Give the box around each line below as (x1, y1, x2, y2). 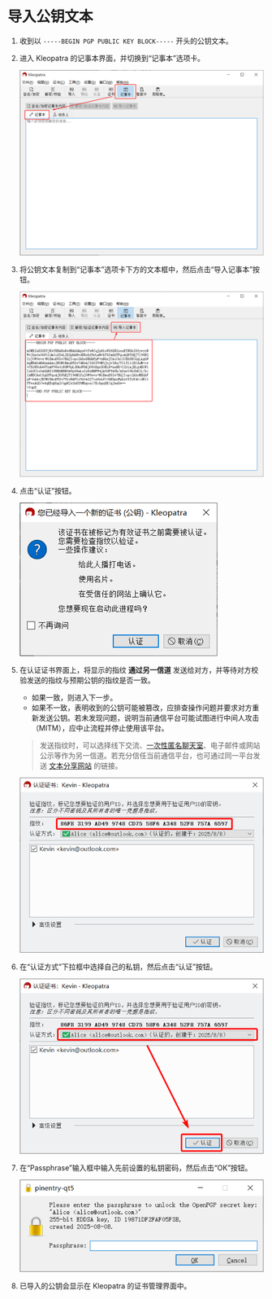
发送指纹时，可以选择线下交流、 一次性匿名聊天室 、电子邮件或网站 (39, 740, 261, 750)
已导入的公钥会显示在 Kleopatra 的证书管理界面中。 (19, 1281, 192, 1291)
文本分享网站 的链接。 (49, 761, 123, 770)
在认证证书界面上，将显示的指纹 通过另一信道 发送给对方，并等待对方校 (19, 665, 259, 674)
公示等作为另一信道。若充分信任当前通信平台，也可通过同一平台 (39, 750, 253, 760)
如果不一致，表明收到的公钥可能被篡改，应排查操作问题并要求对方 (31, 702, 253, 713)
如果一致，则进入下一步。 (31, 692, 118, 702)
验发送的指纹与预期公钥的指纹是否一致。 (19, 675, 155, 685)
